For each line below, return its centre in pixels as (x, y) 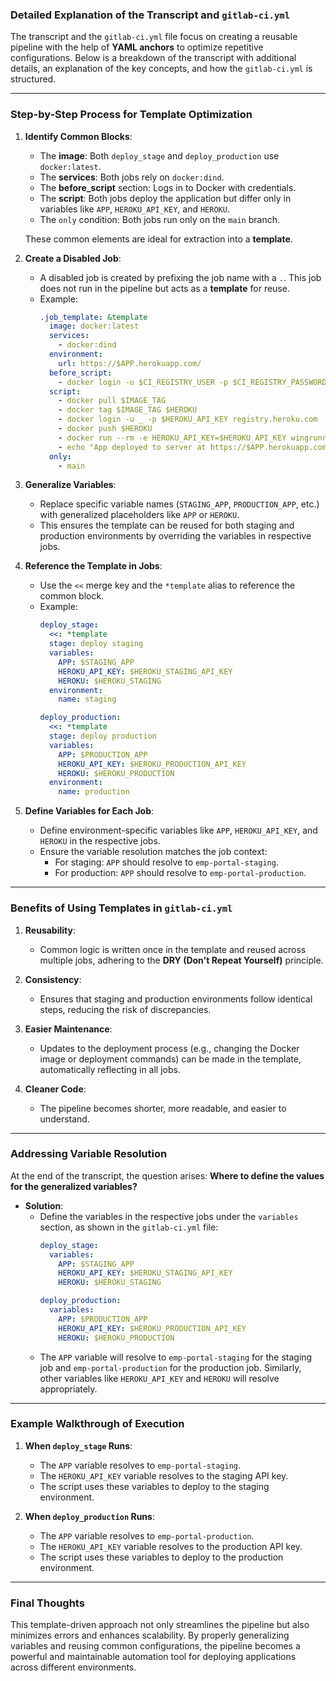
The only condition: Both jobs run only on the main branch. (159, 219)
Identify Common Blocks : (78, 136)
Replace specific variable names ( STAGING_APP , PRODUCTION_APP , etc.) (179, 504)
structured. (33, 79)
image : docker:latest (94, 326)
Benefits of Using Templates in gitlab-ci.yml (121, 908)
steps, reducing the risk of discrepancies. (125, 1009)
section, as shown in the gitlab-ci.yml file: (129, 1227)
